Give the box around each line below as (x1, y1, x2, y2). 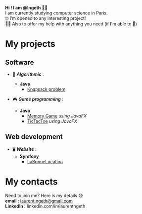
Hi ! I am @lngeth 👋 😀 (5, 5, 48, 10)
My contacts (5, 176, 58, 187)
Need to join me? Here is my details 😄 (5, 192, 83, 199)
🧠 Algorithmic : (12, 71, 44, 77)
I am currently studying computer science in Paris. (5, 10, 108, 16)
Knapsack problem (27, 86, 66, 92)
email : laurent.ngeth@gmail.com (5, 198, 73, 204)
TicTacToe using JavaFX (27, 118, 78, 124)
